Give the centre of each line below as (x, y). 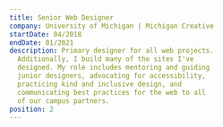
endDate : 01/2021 (42, 42)
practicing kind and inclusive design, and (99, 84)
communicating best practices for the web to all (111, 92)
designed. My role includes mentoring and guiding (114, 68)
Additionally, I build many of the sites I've (106, 59)
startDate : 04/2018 (46, 34)
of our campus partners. (64, 101)
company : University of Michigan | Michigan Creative (112, 26)
